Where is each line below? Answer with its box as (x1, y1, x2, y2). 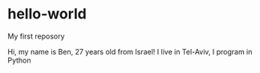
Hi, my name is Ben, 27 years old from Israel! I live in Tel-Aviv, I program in (7, 47, 253, 56)
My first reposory (7, 31, 65, 41)
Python (7, 55, 31, 65)
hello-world (7, 5, 87, 23)
